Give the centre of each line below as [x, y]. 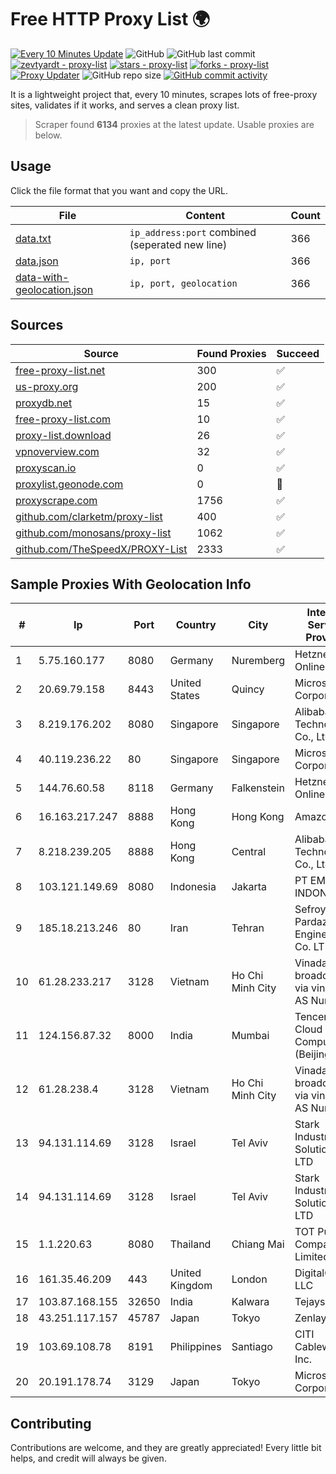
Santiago [252, 1347]
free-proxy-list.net [60, 370]
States [185, 696]
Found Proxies [231, 353]
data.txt [33, 238]
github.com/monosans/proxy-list [93, 533]
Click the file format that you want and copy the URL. [119, 190]
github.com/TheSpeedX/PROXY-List [101, 549]
